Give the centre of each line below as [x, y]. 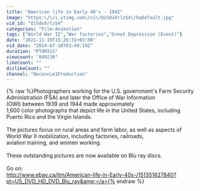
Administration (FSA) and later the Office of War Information [81, 98]
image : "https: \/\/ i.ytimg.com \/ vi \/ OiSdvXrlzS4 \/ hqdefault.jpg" [90, 18]
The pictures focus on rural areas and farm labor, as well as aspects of [94, 130]
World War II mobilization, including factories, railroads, [75, 136]
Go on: [15, 169]
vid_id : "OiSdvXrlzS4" [35, 23]
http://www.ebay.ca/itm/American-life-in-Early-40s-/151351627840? [91, 175]
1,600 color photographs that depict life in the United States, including [93, 110]
